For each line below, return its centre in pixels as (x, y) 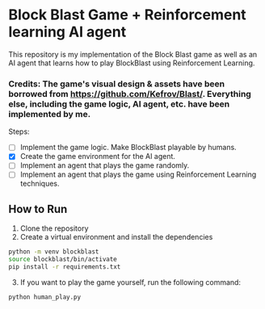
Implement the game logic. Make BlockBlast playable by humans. (128, 148)
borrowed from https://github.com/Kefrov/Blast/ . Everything (130, 94)
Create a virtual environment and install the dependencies (116, 237)
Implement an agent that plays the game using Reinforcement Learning (138, 174)
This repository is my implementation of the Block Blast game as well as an (133, 54)
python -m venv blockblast (54, 252)
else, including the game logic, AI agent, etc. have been (119, 104)
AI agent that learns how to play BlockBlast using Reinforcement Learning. (132, 63)
